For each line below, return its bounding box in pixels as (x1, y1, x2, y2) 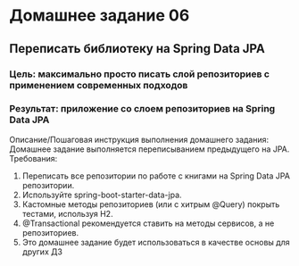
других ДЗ (21, 246, 62, 257)
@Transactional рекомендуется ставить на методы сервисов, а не (21, 218, 275, 229)
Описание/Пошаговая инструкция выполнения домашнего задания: (9, 134, 270, 145)
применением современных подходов (9, 79, 188, 91)
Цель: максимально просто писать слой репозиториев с (9, 68, 270, 80)
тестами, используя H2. (21, 208, 113, 219)
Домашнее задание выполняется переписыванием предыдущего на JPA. (9, 144, 290, 154)
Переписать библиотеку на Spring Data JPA (9, 41, 265, 56)
